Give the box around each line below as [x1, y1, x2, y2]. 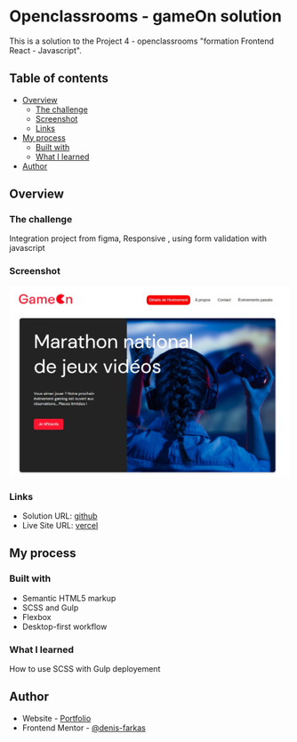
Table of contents [9, 71, 108, 86]
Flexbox [21, 611, 52, 622]
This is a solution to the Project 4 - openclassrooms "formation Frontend [9, 36, 274, 46]
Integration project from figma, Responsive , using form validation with [9, 233, 267, 244]
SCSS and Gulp [21, 602, 79, 613]
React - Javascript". [9, 44, 82, 55]
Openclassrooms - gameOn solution [9, 6, 282, 27]
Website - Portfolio [21, 713, 92, 723]
